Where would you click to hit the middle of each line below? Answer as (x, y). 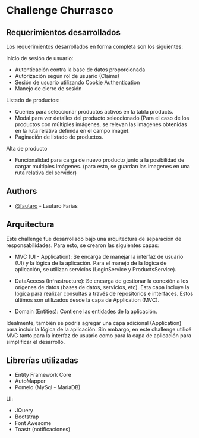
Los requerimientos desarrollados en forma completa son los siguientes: (94, 46)
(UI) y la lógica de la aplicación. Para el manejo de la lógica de (91, 263)
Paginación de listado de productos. (59, 137)
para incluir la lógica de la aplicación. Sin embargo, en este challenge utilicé (99, 329)
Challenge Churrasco (60, 10)
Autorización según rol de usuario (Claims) (67, 76)
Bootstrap (27, 417)
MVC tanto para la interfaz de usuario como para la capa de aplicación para (99, 335)
